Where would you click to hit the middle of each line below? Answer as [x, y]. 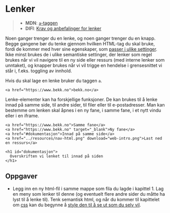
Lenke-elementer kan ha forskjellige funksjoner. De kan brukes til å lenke [81, 99]
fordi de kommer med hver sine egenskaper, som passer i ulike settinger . [81, 49]
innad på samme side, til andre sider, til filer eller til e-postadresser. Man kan [85, 104]
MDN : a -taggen [42, 23]
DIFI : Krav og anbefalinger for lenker [63, 28]
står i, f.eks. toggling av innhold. [39, 71]
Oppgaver [22, 176]
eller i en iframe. [22, 116]
